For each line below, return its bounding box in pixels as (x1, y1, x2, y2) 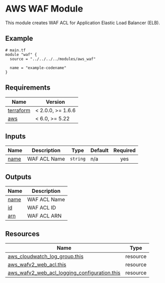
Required (113, 147, 136, 154)
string (70, 156, 86, 162)
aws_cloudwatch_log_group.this (8, 253, 84, 260)
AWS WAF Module (5, 3, 83, 15)
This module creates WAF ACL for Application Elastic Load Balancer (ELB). (5, 20, 160, 26)
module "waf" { (5, 52, 37, 57)
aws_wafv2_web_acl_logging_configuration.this (8, 269, 121, 276)
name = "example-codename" (10, 65, 67, 70)
